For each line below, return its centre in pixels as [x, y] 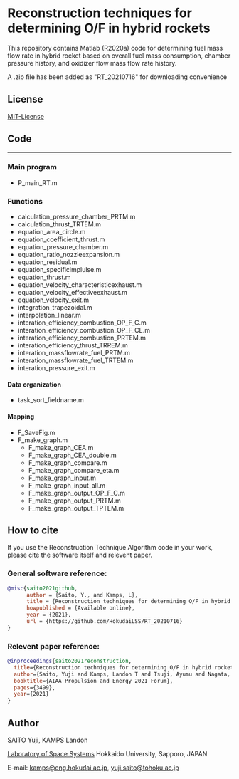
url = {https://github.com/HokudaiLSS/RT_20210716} [104, 622]
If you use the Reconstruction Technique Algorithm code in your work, [110, 548]
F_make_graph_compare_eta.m [74, 470]
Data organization [34, 384]
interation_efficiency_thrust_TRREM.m [73, 345]
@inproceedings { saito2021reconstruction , [70, 661]
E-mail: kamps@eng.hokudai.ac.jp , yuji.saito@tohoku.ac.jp [93, 768]
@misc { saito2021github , [43, 588]
